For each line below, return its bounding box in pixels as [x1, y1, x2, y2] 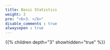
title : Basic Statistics [5, 7, 57, 12]
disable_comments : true [5, 21, 57, 26]
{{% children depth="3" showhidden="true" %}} [5, 39, 105, 45]
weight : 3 [5, 12, 26, 17]
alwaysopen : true [5, 26, 44, 31]
